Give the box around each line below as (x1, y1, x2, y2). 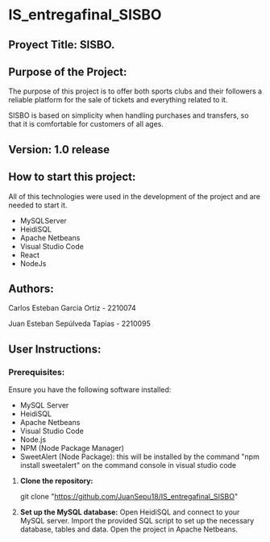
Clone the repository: (19, 476, 93, 486)
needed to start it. (8, 200, 68, 210)
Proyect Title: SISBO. (8, 38, 115, 52)
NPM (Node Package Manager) (19, 444, 125, 453)
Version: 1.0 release (8, 143, 110, 156)
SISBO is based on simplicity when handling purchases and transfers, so (8, 110, 249, 120)
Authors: (8, 281, 54, 295)
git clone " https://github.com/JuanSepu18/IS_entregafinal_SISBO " (19, 492, 239, 502)
